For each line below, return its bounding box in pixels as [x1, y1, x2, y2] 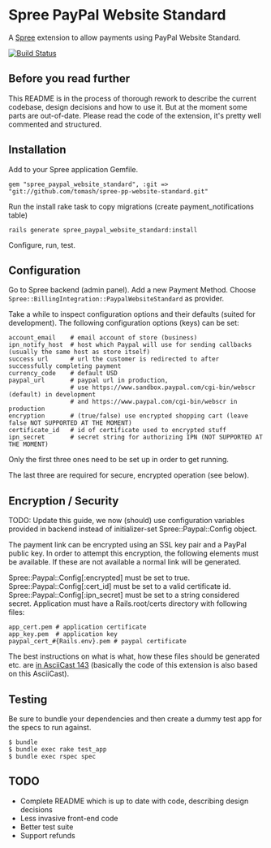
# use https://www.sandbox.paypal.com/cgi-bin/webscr [70, 383, 256, 392]
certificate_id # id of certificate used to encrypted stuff [8, 426, 227, 435]
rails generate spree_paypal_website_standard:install [8, 226, 198, 234]
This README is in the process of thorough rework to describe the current [8, 93, 257, 103]
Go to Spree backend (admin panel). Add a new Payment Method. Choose [8, 285, 256, 295]
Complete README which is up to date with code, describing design [19, 796, 249, 806]
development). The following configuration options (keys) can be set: [8, 318, 239, 328]
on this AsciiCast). [8, 668, 70, 679]
